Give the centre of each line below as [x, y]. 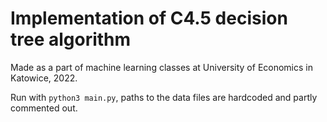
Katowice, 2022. [44, 78]
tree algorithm [71, 39]
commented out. [44, 108]
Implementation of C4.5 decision [149, 18]
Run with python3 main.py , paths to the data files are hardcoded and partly [164, 97]
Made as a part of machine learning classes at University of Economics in [161, 67]
